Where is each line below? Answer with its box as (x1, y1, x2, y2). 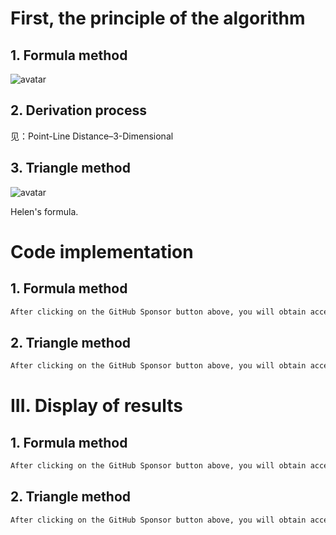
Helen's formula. (10, 205, 79, 217)
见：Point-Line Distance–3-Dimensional (10, 130, 174, 142)
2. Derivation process (10, 102, 148, 119)
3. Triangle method (10, 160, 131, 177)
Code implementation (10, 240, 194, 263)
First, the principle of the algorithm (10, 7, 306, 30)
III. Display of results (10, 395, 183, 417)
